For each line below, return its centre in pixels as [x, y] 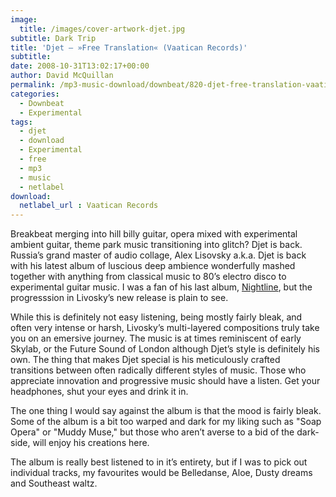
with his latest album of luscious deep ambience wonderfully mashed [153, 266]
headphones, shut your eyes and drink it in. [99, 392]
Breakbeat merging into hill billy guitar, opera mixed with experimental [154, 234]
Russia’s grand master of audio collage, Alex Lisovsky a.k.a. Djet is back [158, 255]
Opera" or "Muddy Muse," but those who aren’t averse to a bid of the [152, 432]
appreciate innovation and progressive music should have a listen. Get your [165, 381]
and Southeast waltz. [54, 483]
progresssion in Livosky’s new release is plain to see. [119, 298]
